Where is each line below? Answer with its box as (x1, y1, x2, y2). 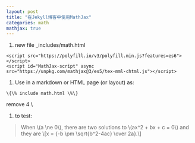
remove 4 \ (6, 101, 33, 108)
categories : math (6, 20, 49, 26)
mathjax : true (6, 25, 42, 31)
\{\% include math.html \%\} (6, 90, 78, 97)
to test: (14, 112, 33, 119)
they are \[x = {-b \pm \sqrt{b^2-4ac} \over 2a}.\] (20, 130, 141, 137)
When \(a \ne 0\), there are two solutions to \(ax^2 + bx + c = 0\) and (20, 124, 189, 131)
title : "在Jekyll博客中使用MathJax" (6, 14, 92, 20)
